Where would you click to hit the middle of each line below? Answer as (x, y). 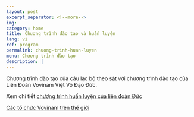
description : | (25, 61)
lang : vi (17, 39)
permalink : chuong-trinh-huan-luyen (51, 50)
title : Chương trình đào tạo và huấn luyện (61, 34)
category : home (25, 28)
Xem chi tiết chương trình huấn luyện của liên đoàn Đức (74, 96)
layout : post (22, 12)
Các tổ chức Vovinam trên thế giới (48, 107)
